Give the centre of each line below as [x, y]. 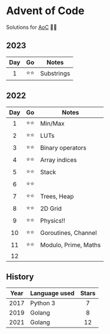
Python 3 [43, 303]
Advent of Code [45, 11]
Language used [52, 293]
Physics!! [53, 221]
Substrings [55, 74]
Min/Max [52, 124]
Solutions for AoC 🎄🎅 [31, 27]
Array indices [59, 160]
